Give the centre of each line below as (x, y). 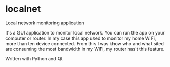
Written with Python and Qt (34, 58)
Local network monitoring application (45, 23)
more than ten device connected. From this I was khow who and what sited (85, 43)
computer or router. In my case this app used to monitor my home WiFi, (81, 38)
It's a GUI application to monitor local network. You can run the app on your (85, 32)
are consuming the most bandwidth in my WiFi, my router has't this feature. (85, 49)
